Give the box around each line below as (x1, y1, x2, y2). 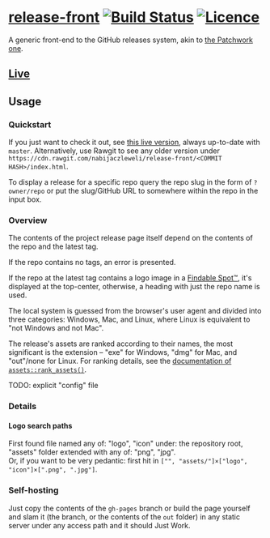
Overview (8, 215, 48, 226)
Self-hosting (8, 485, 59, 496)
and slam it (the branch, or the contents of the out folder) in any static (8, 511, 241, 522)
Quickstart (8, 118, 52, 130)
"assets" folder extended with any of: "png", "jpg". (8, 447, 176, 457)
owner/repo (8, 187, 45, 196)
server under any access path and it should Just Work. (8, 520, 191, 530)
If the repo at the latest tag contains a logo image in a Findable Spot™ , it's (8, 273, 252, 283)
